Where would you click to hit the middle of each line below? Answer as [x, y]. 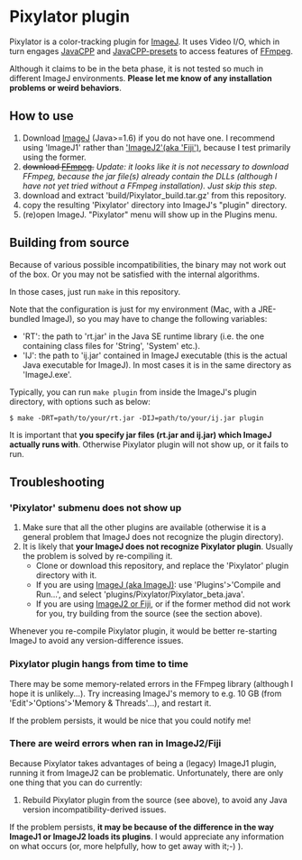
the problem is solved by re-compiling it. [97, 556]
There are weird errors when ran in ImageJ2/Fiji [115, 744]
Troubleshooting [57, 482]
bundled [25, 318]
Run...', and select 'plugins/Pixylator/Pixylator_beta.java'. [140, 595]
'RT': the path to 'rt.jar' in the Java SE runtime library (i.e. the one [143, 336]
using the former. [55, 157]
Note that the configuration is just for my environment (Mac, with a [133, 309]
